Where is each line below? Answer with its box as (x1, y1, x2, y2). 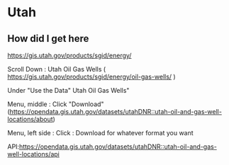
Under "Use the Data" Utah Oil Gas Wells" (7, 86, 130, 94)
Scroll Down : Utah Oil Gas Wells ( (7, 65, 106, 73)
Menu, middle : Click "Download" (7, 100, 104, 108)
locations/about (7, 115, 53, 123)
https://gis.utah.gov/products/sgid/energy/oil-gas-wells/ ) (7, 72, 176, 81)
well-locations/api (7, 150, 60, 158)
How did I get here (7, 33, 89, 45)
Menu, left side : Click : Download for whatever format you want (7, 129, 194, 137)
